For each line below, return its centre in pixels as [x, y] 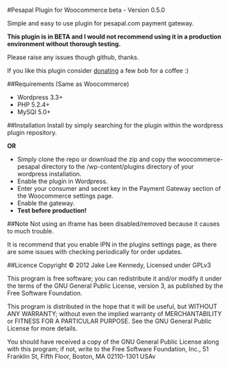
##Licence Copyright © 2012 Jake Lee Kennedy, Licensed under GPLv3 [109, 265]
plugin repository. [32, 133]
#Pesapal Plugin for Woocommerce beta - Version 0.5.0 [86, 10]
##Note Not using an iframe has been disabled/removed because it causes [114, 224]
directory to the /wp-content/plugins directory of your [117, 167]
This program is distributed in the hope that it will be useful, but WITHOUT [112, 306]
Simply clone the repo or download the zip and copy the [97, 159]
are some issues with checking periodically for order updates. [95, 252]
